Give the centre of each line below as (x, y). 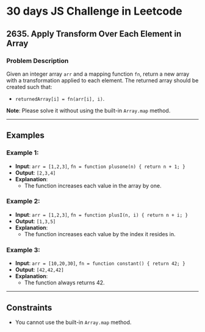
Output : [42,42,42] (39, 270)
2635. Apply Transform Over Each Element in (94, 34)
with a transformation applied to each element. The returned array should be (103, 80)
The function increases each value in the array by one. (93, 186)
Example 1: (23, 153)
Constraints (29, 307)
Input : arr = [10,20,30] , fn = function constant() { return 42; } (100, 263)
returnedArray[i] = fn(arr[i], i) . (60, 98)
